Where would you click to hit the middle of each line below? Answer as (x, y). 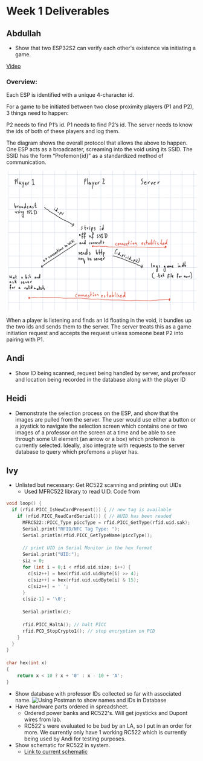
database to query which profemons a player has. (77, 451)
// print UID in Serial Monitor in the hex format (87, 548)
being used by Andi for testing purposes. (75, 739)
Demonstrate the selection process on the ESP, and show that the (97, 413)
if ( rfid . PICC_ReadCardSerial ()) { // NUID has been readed (94, 516)
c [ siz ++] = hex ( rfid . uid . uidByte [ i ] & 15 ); (84, 580)
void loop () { (24, 503)
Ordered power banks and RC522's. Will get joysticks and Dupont (106, 713)
